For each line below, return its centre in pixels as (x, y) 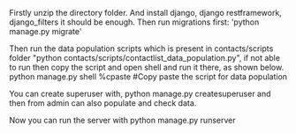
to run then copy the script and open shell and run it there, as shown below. (147, 67)
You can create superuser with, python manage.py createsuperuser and (140, 93)
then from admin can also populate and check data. (103, 103)
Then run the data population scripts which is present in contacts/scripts (141, 48)
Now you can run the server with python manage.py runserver (122, 120)
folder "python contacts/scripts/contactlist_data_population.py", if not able (145, 58)
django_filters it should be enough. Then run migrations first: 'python (134, 22)
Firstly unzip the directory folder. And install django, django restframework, (146, 13)
